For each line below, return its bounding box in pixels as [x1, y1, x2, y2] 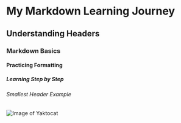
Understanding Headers [6, 28, 100, 39]
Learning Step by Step [6, 75, 64, 82]
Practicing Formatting [6, 62, 63, 69]
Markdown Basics [6, 47, 61, 55]
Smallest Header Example [6, 91, 72, 98]
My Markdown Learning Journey [6, 4, 176, 18]
